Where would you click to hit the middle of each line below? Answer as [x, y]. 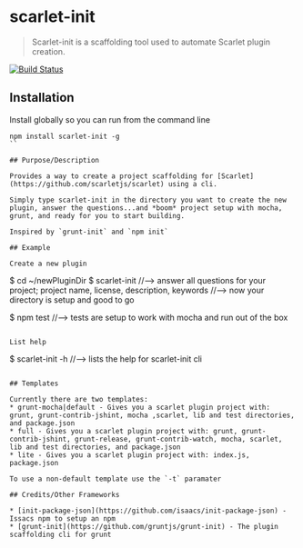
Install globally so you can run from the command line [110, 119]
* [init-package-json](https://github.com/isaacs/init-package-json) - [148, 511]
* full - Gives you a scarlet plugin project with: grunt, [124, 431]
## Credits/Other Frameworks [65, 494]
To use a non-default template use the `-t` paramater [116, 479]
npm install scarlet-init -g [65, 136]
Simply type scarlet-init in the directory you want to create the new [148, 200]
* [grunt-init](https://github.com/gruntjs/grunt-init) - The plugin [144, 526]
